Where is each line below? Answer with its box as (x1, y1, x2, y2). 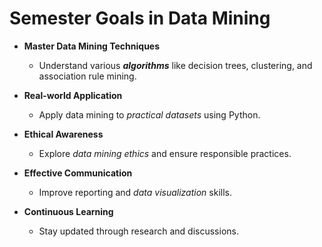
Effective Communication (23, 167, 133, 179)
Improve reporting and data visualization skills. (38, 186, 232, 198)
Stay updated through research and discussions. (38, 225, 239, 237)
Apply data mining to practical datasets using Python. (38, 108, 261, 121)
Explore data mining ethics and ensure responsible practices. (38, 147, 292, 159)
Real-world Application (23, 89, 123, 101)
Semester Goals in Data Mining (9, 7, 271, 30)
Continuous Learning (23, 205, 114, 217)
